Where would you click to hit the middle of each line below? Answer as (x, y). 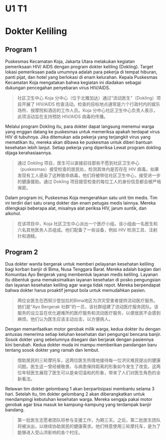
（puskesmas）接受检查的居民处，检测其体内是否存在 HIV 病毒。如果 (88, 169)
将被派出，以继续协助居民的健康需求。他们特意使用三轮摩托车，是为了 (89, 426)
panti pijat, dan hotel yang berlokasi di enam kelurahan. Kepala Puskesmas (81, 77)
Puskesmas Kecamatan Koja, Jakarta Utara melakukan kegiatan (70, 61)
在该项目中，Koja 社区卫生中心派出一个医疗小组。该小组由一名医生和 (87, 224)
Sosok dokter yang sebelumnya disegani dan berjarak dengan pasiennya (80, 339)
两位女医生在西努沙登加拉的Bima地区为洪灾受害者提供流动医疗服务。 (87, 301)
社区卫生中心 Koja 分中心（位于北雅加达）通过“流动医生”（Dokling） (87, 98)
